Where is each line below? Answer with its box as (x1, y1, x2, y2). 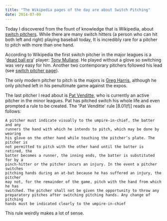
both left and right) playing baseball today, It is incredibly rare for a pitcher (5, 36, 158, 43)
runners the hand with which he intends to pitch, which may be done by (5, 126, 160, 132)
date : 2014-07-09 (5, 12, 41, 17)
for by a (5, 157, 23, 162)
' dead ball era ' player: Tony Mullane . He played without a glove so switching (5, 57, 162, 63)
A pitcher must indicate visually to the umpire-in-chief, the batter (5, 118, 155, 123)
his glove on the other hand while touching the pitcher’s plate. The (5, 135, 155, 140)
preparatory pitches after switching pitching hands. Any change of (5, 192, 151, 197)
